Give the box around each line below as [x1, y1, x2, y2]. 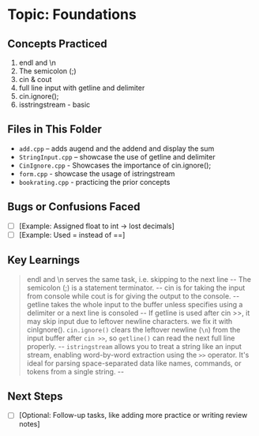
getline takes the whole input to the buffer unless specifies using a [26, 299, 243, 309]
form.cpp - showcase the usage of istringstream [18, 168, 175, 179]
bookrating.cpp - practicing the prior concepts [18, 177, 171, 186]
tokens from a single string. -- [26, 366, 124, 376]
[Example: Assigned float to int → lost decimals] [18, 221, 175, 231]
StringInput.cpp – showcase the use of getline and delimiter [18, 152, 216, 161]
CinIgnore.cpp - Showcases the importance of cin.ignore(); [18, 160, 212, 170]
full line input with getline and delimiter [18, 83, 145, 92]
